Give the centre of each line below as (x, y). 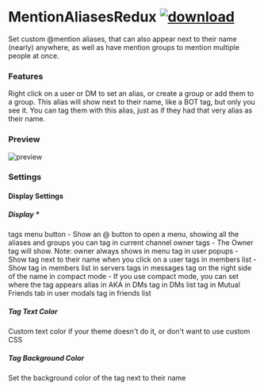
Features (26, 76)
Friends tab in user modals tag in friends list (80, 293)
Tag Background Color (46, 357)
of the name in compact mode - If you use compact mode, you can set (124, 277)
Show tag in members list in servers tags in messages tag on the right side (130, 268)
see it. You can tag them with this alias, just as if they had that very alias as (130, 110)
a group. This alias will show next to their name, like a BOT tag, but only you (132, 102)
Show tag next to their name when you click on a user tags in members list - (132, 260)
